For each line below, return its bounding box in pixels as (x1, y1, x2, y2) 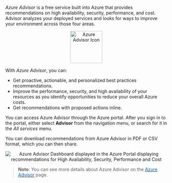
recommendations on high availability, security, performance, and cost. (5, 10, 156, 16)
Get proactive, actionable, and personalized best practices (12, 77, 137, 83)
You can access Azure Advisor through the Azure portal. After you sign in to (5, 115, 166, 120)
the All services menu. (5, 125, 52, 132)
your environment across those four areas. (5, 21, 95, 27)
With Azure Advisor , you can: (5, 67, 67, 74)
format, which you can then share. (5, 141, 78, 147)
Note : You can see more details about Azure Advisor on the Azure (17, 167, 158, 172)
